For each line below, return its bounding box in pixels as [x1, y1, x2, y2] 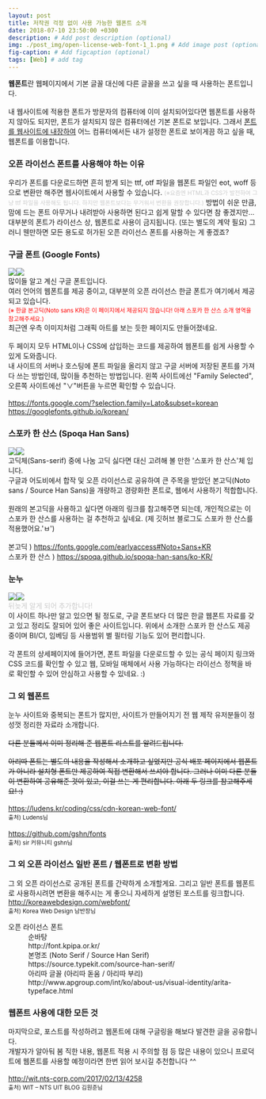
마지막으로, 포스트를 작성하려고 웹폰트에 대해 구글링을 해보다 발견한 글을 [8, 1026, 230, 1036]
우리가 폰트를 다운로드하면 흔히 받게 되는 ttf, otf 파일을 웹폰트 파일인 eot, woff [8, 178, 249, 187]
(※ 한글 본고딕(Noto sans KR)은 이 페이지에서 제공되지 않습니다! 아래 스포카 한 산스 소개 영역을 [8, 307, 252, 315]
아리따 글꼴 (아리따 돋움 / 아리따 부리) [28, 968, 144, 978]
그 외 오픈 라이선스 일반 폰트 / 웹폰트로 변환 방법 [8, 859, 178, 870]
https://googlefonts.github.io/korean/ [8, 407, 129, 416]
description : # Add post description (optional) [8, 33, 172, 42]
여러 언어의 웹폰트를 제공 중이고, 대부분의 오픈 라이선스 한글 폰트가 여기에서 [8, 286, 241, 296]
